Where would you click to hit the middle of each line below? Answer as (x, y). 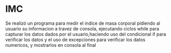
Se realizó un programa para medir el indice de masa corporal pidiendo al (83, 23)
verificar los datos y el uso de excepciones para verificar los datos (76, 40)
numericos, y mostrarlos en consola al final (51, 45)
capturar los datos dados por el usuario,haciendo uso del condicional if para (86, 34)
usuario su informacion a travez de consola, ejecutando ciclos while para (82, 28)
